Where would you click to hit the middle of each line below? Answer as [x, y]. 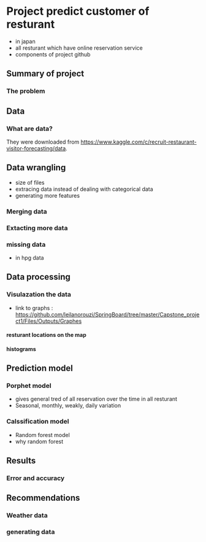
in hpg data [29, 257]
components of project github [53, 54]
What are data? [30, 128]
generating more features [48, 195]
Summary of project [45, 74]
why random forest [39, 441]
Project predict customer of [78, 11]
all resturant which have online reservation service [79, 48]
